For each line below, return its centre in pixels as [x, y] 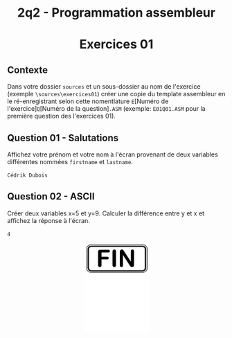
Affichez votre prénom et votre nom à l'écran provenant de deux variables [113, 154]
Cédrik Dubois [28, 175]
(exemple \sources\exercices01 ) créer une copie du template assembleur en [116, 94]
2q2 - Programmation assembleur [116, 13]
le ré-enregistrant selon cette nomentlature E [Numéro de [88, 101]
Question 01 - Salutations [63, 137]
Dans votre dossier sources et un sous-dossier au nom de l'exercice [104, 87]
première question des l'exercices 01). [62, 116]
